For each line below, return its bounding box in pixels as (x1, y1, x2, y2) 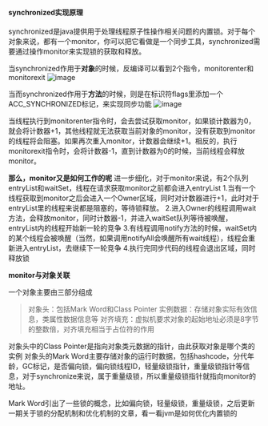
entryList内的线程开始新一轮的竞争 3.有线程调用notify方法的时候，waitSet (8, 223, 250, 233)
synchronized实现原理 (8, 7, 84, 17)
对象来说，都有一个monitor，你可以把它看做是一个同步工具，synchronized (8, 37, 254, 46)
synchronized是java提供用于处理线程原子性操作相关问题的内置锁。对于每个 (8, 26, 256, 36)
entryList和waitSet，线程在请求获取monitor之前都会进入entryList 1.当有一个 (8, 183, 256, 193)
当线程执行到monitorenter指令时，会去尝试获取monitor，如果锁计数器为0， (8, 116, 256, 126)
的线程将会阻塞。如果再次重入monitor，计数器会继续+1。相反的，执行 (8, 136, 238, 146)
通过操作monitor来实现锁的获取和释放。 (14, 46, 146, 56)
